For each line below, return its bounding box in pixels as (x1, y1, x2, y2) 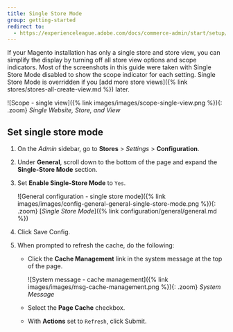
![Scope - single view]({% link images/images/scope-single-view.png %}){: (7, 98, 223, 107)
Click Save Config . (17, 228, 71, 236)
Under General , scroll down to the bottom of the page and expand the (17, 158, 218, 166)
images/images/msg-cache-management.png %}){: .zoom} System (27, 283, 221, 291)
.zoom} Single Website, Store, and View (7, 106, 121, 114)
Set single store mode (7, 126, 104, 138)
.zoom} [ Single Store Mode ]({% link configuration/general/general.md (17, 207, 217, 216)
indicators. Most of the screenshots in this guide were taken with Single (7, 63, 212, 71)
